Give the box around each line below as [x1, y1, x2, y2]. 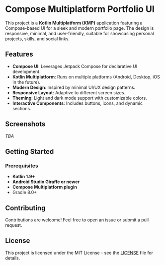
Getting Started [5, 147, 54, 156]
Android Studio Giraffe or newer [12, 179, 80, 185]
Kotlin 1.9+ [12, 174, 35, 180]
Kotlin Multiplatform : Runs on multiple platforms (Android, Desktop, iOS [12, 73, 160, 80]
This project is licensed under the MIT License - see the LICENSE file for [5, 250, 153, 256]
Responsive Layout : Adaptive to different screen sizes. [12, 89, 126, 95]
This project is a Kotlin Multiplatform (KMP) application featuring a [5, 20, 143, 26]
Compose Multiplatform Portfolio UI [5, 3, 155, 15]
